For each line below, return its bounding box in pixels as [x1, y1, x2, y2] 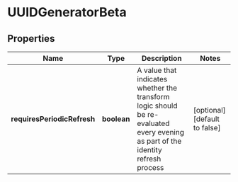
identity [137, 145, 162, 154]
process [137, 163, 164, 172]
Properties [7, 33, 55, 45]
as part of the [137, 136, 182, 146]
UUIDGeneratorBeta [7, 4, 127, 21]
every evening [137, 127, 184, 137]
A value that [137, 65, 177, 75]
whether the [137, 83, 178, 93]
